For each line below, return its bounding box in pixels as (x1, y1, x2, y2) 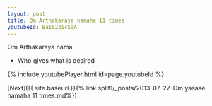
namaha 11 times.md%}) (7, 91, 78, 100)
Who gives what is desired (17, 57, 95, 65)
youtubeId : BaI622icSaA (7, 23, 78, 30)
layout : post (7, 10, 46, 18)
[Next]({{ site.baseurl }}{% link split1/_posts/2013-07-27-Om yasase (7, 84, 206, 93)
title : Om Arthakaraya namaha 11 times (7, 17, 125, 24)
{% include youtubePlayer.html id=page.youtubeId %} (7, 70, 165, 78)
